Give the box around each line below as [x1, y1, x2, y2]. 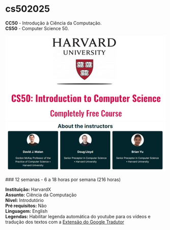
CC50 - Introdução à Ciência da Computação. [5, 20, 102, 26]
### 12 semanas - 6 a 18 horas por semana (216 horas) [5, 176, 121, 183]
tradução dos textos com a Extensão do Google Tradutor [5, 219, 125, 225]
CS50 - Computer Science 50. [5, 25, 69, 31]
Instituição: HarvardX [5, 187, 51, 193]
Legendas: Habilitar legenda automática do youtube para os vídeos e [5, 214, 151, 220]
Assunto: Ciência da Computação [5, 192, 77, 198]
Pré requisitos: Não [5, 202, 47, 209]
